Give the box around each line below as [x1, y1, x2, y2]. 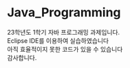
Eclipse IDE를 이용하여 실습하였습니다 [7, 36, 109, 45]
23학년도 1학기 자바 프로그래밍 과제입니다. [7, 28, 120, 36]
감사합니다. [7, 53, 37, 62]
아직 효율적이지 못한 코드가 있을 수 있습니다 [7, 45, 123, 53]
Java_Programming [7, 5, 122, 20]
